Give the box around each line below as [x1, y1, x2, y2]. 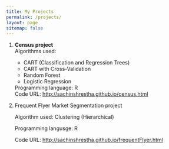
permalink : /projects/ [6, 14, 62, 20]
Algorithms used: [14, 48, 57, 55]
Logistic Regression [23, 78, 72, 85]
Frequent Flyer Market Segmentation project [14, 102, 122, 109]
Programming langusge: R [14, 125, 78, 132]
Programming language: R [14, 84, 78, 92]
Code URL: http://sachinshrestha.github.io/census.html [14, 90, 148, 98]
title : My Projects [6, 8, 54, 15]
